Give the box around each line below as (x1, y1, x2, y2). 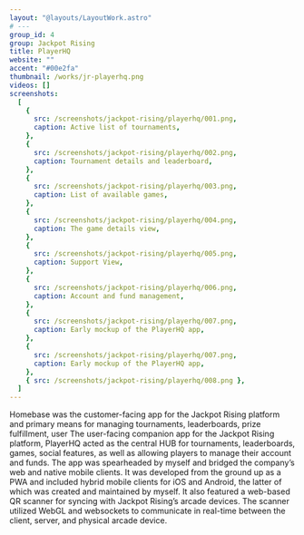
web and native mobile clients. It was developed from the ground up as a (9, 467, 281, 478)
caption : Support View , (33, 258, 124, 267)
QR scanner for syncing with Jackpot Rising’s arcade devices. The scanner (9, 496, 290, 507)
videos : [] (9, 81, 51, 90)
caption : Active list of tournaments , (33, 123, 181, 132)
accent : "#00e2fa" (9, 64, 79, 73)
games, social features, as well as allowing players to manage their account (9, 448, 292, 459)
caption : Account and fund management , (33, 291, 184, 300)
